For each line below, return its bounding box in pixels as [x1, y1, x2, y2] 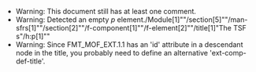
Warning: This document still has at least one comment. [15, 7, 197, 16]
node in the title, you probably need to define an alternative [15, 49, 209, 57]
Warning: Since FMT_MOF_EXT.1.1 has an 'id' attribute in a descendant [15, 40, 243, 49]
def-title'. [15, 56, 46, 66]
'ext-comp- [210, 49, 247, 57]
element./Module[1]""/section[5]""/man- [117, 15, 248, 24]
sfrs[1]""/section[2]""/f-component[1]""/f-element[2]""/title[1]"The [15, 23, 232, 32]
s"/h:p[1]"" [15, 31, 50, 41]
